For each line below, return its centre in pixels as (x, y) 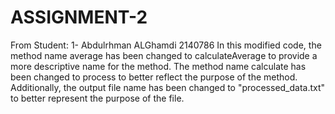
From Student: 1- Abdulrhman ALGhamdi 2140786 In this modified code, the (166, 45)
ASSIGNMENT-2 (79, 17)
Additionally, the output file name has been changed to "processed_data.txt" (168, 87)
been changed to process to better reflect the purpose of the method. (154, 77)
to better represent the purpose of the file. (97, 98)
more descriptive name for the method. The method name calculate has (158, 66)
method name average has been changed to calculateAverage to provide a (164, 55)
